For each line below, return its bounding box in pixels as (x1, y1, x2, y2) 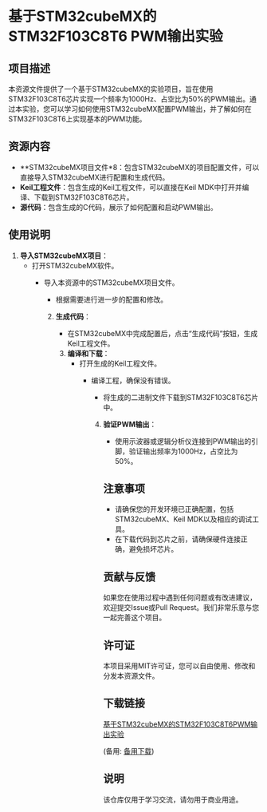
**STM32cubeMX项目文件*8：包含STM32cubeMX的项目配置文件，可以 (19, 162, 260, 172)
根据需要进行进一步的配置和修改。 (55, 295, 168, 304)
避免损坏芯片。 (128, 545, 179, 554)
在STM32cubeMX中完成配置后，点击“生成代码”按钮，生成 (67, 328, 258, 338)
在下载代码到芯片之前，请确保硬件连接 (115, 534, 241, 544)
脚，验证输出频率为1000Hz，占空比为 (115, 446, 238, 456)
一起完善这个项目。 (103, 612, 167, 623)
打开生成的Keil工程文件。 (79, 358, 162, 368)
